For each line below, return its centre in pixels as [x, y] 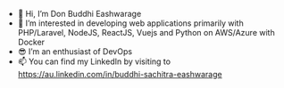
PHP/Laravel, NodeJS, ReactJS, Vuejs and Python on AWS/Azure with [146, 32]
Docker [31, 42]
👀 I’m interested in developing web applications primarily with [130, 23]
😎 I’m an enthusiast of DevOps [75, 52]
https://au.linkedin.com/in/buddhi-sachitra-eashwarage [120, 74]
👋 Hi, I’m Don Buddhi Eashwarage [79, 14]
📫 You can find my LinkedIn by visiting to [94, 61]
